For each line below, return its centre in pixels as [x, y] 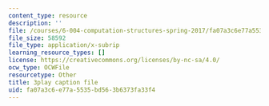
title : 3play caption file [53, 82]
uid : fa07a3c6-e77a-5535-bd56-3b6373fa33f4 [82, 90]
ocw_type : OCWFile [39, 68]
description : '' [35, 23]
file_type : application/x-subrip [64, 45]
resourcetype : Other [43, 75]
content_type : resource [48, 16]
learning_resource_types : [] [57, 53]
